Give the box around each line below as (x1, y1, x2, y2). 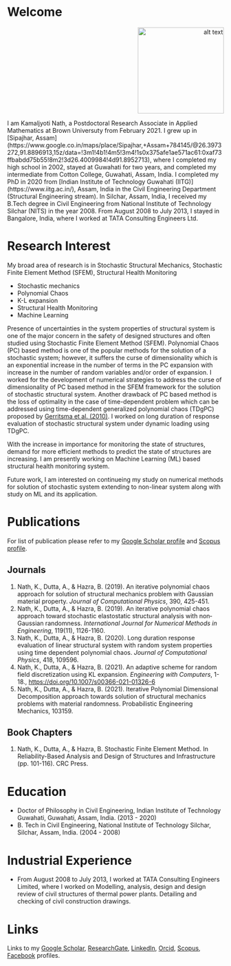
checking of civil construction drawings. (16, 897, 131, 905)
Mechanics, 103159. (16, 706, 74, 715)
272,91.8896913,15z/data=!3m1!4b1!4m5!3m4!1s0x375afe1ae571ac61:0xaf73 (7, 148, 222, 156)
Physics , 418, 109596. (16, 655, 79, 664)
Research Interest (7, 238, 111, 254)
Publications (7, 514, 80, 530)
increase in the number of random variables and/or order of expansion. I (7, 368, 212, 376)
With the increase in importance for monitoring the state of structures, (7, 440, 206, 448)
